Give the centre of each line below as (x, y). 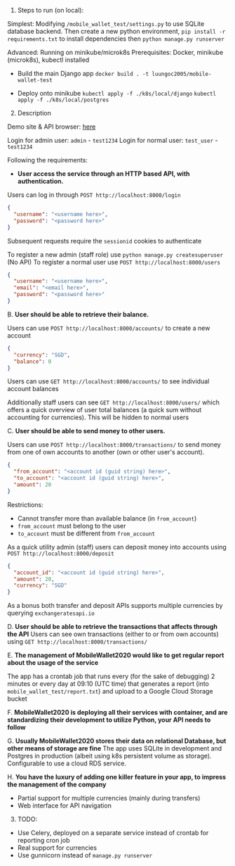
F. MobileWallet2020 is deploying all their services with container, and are (117, 713)
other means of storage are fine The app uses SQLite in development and (115, 749)
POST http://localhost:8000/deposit (61, 554)
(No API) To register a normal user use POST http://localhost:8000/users (114, 262)
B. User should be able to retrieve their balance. (78, 314)
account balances (33, 389)
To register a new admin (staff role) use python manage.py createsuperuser (115, 254)
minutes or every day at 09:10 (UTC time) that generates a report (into (108, 684)
